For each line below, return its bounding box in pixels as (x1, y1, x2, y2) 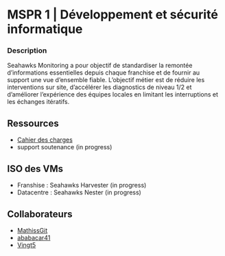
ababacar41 (16, 233, 51, 242)
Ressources (7, 117, 60, 129)
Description (7, 46, 47, 55)
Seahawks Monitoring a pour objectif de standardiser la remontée (7, 62, 193, 70)
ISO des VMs (7, 163, 64, 175)
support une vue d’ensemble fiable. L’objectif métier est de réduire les (7, 76, 205, 84)
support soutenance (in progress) (16, 143, 113, 151)
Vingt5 (16, 240, 36, 249)
